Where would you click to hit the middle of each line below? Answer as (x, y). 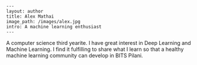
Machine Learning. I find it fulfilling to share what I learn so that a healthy (95, 49)
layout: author (25, 11)
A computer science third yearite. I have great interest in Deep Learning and (98, 43)
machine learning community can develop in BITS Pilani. (75, 56)
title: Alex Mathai (30, 17)
